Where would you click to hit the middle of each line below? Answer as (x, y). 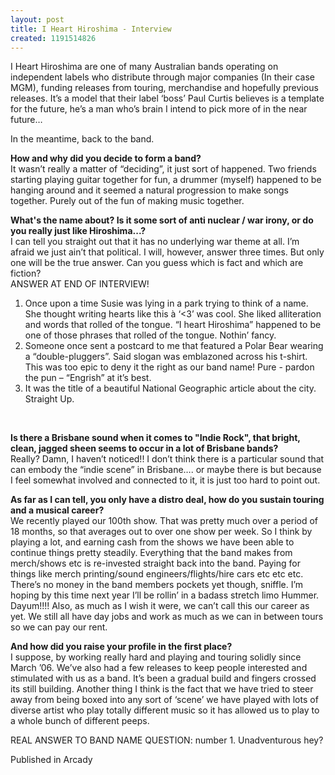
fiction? (26, 273)
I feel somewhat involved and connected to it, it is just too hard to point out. (165, 480)
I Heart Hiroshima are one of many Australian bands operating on (144, 67)
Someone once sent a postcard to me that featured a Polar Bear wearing (174, 346)
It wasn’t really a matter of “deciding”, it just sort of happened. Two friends (163, 169)
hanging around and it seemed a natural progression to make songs (149, 190)
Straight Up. (49, 399)
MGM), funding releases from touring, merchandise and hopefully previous (164, 88)
